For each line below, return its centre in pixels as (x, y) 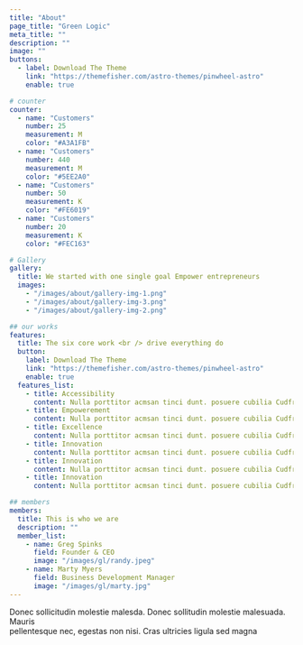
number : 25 (46, 126)
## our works (34, 327)
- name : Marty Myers (64, 569)
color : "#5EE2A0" (58, 177)
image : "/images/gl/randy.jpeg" (94, 561)
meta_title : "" (38, 34)
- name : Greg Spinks (64, 544)
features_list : (46, 385)
